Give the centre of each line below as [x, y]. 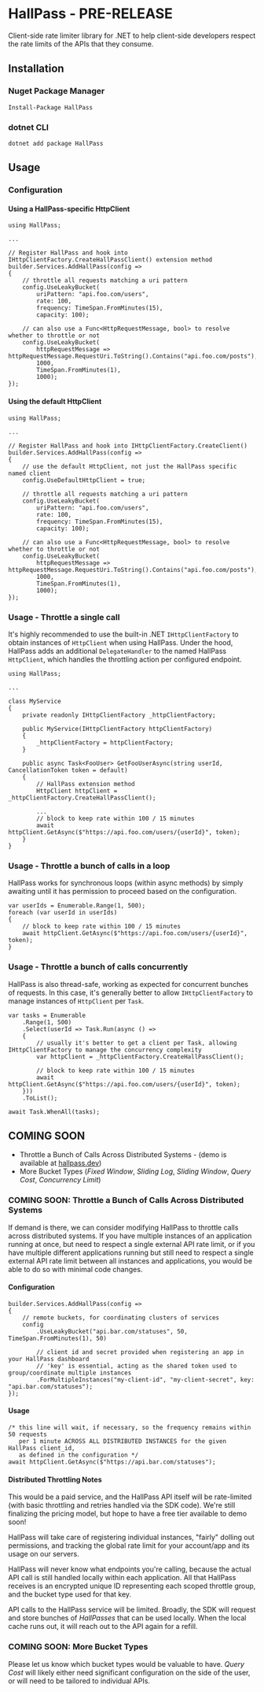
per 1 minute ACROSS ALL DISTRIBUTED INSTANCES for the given [122, 1442]
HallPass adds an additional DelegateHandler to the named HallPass [117, 651]
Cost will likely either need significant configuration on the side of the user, [129, 1672]
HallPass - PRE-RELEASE [90, 14]
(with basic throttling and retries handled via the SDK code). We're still [122, 1505]
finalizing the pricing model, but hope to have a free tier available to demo [128, 1514]
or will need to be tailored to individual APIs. [79, 1681]
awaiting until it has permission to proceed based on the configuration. [123, 892]
